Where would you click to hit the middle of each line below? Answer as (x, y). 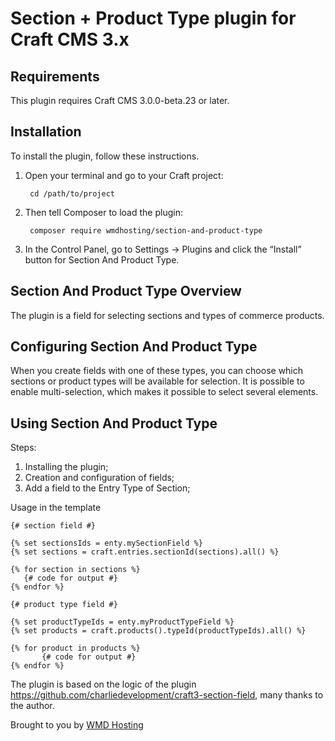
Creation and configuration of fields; (99, 478)
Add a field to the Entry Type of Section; (107, 488)
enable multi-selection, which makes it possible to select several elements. (164, 392)
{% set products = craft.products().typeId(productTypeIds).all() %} (158, 631)
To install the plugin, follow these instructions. (105, 156)
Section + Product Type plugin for (153, 18)
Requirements (55, 76)
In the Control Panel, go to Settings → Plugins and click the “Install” (163, 249)
